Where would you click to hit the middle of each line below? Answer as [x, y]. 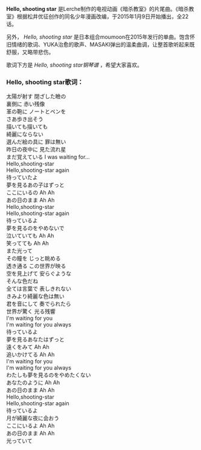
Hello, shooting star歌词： [45, 82]
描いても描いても [27, 127]
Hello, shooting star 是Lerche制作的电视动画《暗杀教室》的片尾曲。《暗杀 [97, 9]
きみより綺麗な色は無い [35, 296]
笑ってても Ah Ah [28, 243]
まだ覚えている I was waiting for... [48, 157]
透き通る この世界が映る [36, 266]
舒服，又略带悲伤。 [30, 52]
